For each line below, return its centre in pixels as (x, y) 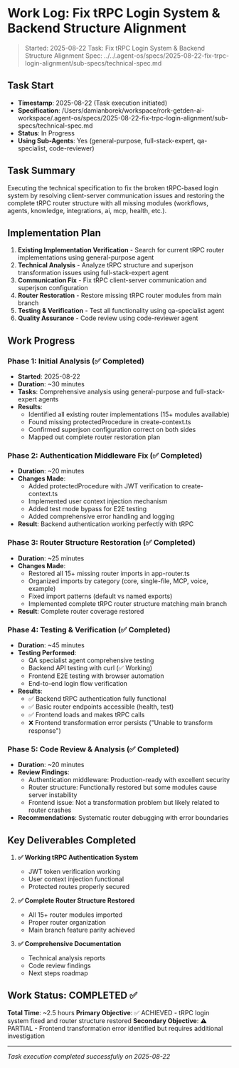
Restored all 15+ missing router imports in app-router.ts (109, 573)
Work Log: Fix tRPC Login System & (114, 13)
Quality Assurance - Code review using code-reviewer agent (108, 318)
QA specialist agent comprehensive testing (91, 660)
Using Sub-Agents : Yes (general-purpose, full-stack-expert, (106, 140)
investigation (26, 1036)
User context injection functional (76, 879)
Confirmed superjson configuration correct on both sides (112, 430)
